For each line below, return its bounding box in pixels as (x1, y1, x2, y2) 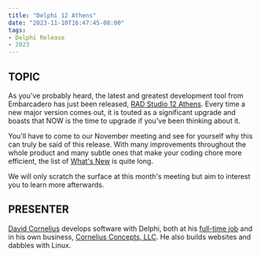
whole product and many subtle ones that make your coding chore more (8, 147, 242, 158)
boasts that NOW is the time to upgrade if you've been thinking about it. (8, 116, 241, 125)
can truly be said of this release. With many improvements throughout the (8, 139, 247, 149)
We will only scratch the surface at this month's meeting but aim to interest (8, 171, 251, 181)
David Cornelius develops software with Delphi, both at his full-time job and (8, 224, 253, 233)
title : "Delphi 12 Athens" (8, 11, 97, 20)
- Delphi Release (8, 33, 65, 42)
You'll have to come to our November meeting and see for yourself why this (8, 131, 253, 140)
